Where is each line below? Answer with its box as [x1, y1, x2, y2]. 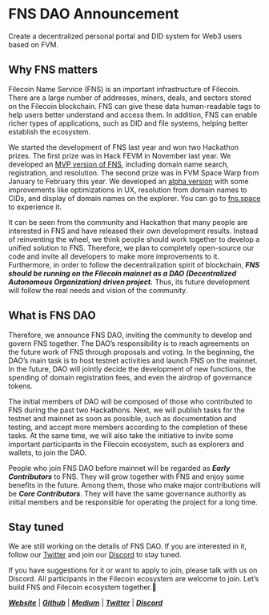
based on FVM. [8, 39, 58, 49]
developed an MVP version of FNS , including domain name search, [8, 159, 230, 169]
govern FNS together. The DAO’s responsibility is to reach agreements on [8, 338, 250, 348]
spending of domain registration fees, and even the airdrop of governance [8, 372, 252, 382]
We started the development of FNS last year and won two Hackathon [8, 142, 239, 152]
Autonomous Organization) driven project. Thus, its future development [8, 277, 251, 287]
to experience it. [8, 202, 62, 211]
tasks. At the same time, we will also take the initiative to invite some [8, 430, 234, 440]
